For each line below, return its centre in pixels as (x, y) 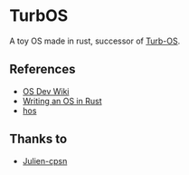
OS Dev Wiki (46, 91)
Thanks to (38, 139)
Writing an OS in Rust (62, 101)
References (43, 69)
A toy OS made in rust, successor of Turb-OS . (95, 41)
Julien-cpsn (45, 160)
